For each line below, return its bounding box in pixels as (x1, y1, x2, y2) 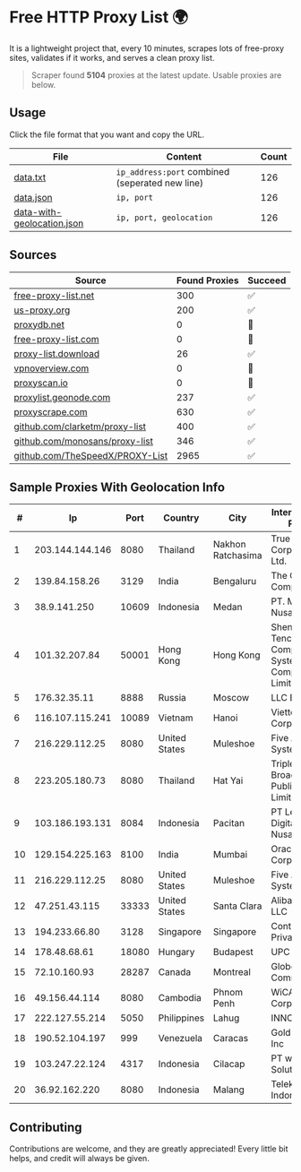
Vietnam (158, 711, 193, 724)
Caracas (213, 1032, 249, 1045)
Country (163, 512, 200, 524)
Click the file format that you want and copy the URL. (9, 129, 204, 140)
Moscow (213, 692, 250, 704)
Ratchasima (213, 549, 262, 562)
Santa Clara (213, 900, 262, 912)
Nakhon (213, 539, 246, 551)
